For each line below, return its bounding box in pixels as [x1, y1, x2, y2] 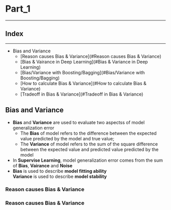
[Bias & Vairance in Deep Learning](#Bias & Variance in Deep [20, 58, 148, 65]
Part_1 [5, 3, 31, 15]
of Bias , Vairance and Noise [12, 162, 73, 168]
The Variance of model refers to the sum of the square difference [20, 141, 158, 147]
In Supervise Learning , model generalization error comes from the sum [12, 157, 163, 163]
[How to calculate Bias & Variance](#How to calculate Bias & [20, 80, 147, 86]
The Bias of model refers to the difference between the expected [20, 130, 157, 136]
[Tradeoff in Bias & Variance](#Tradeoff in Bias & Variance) [20, 91, 144, 97]
